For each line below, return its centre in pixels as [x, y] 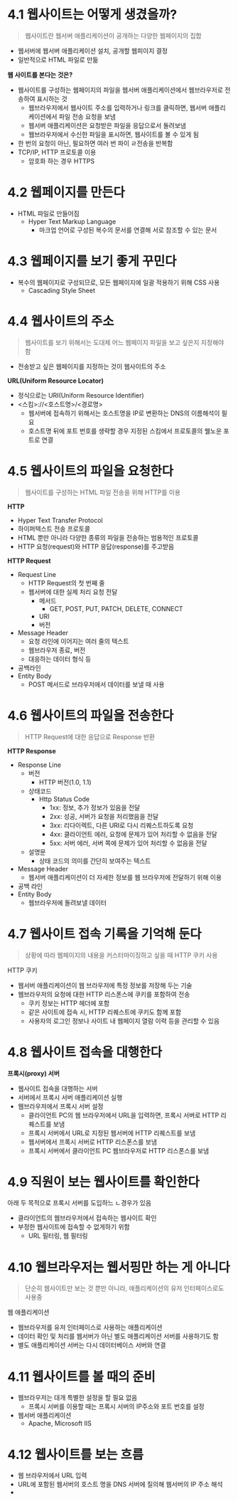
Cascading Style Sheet [62, 290]
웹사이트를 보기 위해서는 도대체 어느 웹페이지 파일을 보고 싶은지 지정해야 [124, 342]
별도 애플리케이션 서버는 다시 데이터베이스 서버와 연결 [92, 1345]
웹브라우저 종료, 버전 [57, 650]
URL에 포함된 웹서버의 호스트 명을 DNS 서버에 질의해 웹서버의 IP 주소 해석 [120, 1485]
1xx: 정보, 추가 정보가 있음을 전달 [95, 807]
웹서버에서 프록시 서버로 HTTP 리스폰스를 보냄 [93, 1142]
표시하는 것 [52, 99]
